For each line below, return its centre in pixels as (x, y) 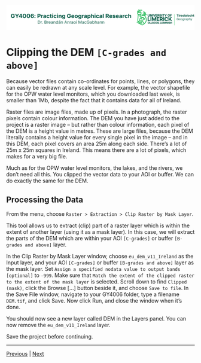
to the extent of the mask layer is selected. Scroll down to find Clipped (97, 282)
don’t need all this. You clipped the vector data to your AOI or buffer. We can (100, 175)
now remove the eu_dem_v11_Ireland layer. (58, 325)
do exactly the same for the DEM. (47, 181)
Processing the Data (45, 199)
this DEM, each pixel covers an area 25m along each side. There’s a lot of (97, 144)
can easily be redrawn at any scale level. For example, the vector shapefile (98, 88)
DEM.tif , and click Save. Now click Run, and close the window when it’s (94, 301)
